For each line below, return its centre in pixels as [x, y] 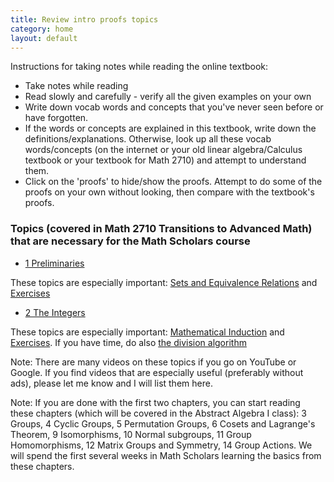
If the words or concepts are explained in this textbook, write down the [170, 128]
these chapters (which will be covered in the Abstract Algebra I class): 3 [158, 413]
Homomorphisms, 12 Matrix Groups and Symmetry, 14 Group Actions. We [161, 445]
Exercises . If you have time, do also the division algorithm [128, 342]
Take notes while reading [76, 86]
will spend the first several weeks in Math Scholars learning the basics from [166, 455]
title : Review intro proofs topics [84, 19]
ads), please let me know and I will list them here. [111, 383]
